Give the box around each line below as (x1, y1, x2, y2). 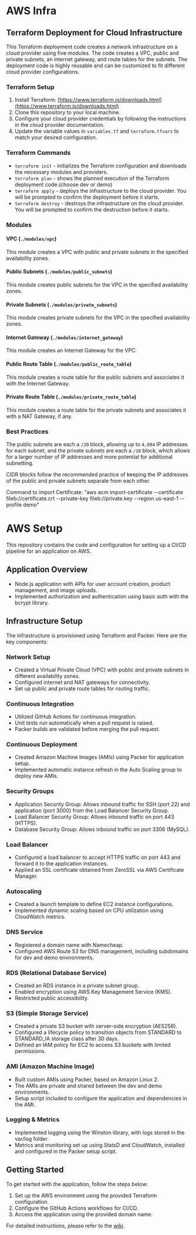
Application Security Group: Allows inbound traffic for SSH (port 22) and (14, 801, 190, 808)
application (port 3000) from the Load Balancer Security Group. (14, 806, 170, 814)
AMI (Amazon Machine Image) (6, 1062, 95, 1071)
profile (6, 501, 22, 508)
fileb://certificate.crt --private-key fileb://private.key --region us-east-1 (6, 495, 178, 502)
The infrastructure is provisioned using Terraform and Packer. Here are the (6, 632, 187, 639)
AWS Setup (6, 522, 63, 535)
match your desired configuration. (14, 134, 98, 141)
